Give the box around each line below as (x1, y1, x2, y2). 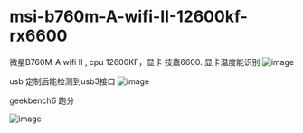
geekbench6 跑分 (9, 95, 75, 106)
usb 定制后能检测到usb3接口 (9, 75, 116, 87)
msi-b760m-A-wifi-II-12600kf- (9, 6, 249, 27)
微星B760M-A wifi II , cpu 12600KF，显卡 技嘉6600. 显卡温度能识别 (9, 56, 260, 67)
